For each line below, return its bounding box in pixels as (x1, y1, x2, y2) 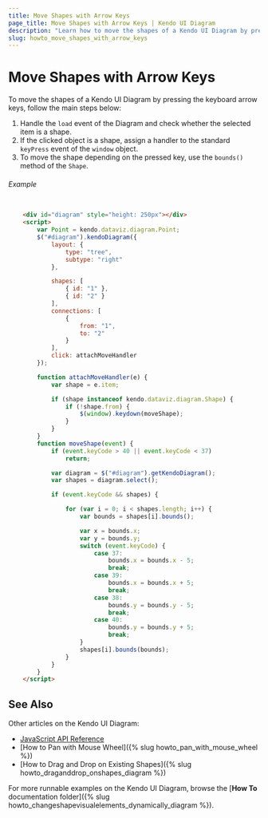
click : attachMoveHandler (50, 352, 137, 360)
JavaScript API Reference (19, 734, 104, 744)
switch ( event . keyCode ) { (79, 542, 166, 550)
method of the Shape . (19, 161, 89, 171)
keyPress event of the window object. (19, 144, 138, 154)
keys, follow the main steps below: (8, 103, 122, 113)
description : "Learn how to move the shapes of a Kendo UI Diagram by (8, 26, 248, 34)
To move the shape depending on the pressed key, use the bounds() (19, 152, 244, 162)
